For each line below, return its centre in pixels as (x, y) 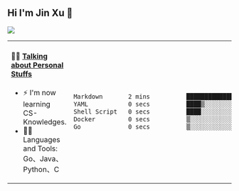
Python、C (41, 170)
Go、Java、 (43, 159)
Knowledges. (45, 122)
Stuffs (22, 74)
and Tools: (41, 148)
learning (37, 104)
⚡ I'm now (40, 93)
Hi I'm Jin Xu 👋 (40, 13)
